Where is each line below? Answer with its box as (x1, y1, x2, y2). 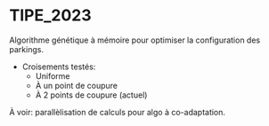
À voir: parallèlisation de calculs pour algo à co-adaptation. (9, 106, 225, 117)
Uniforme (35, 70, 70, 81)
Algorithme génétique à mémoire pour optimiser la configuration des (9, 35, 261, 45)
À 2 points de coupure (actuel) (35, 90, 148, 100)
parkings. (9, 43, 45, 54)
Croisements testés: (21, 61, 96, 72)
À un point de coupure (35, 80, 118, 91)
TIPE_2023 (9, 5, 92, 26)
